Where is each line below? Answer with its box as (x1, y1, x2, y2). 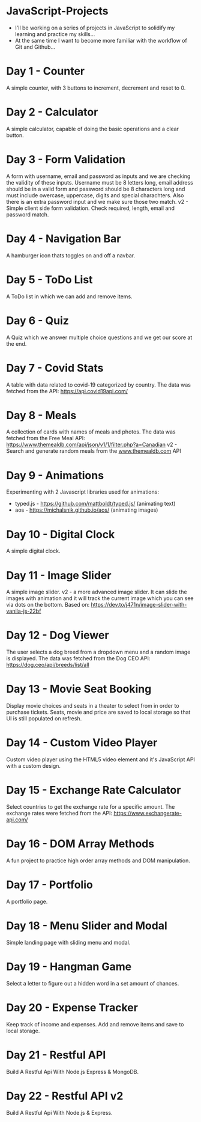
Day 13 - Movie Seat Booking (6, 682, 152, 696)
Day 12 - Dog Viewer (6, 628, 109, 642)
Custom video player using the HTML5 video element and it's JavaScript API (6, 756, 195, 763)
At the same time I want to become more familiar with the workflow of (14, 37, 187, 44)
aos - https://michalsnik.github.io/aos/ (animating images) (14, 506, 158, 513)
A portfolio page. (6, 898, 48, 905)
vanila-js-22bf (6, 607, 41, 615)
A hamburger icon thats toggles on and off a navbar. (6, 251, 136, 259)
